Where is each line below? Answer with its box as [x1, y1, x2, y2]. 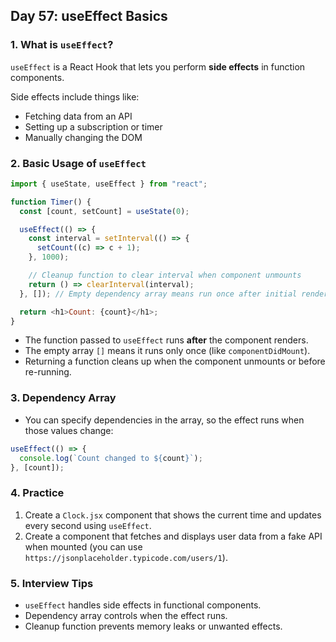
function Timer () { [10, 197, 92, 207]
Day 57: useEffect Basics [10, 8, 168, 25]
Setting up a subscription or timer [24, 120, 163, 133]
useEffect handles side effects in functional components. [24, 599, 262, 611]
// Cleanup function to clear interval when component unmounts [28, 270, 302, 281]
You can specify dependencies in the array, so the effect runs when [24, 414, 305, 426]
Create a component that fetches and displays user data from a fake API [24, 530, 323, 542]
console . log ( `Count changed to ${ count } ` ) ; [19, 453, 203, 463]
